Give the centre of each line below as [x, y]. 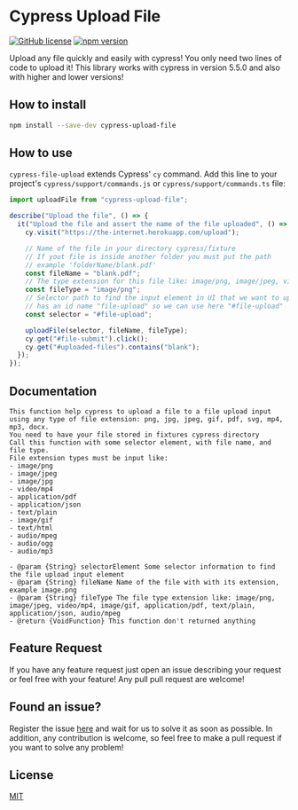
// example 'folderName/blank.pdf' [91, 265]
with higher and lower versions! [67, 76]
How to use [41, 153]
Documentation [53, 391]
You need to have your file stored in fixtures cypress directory [134, 435]
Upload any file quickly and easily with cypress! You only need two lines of [145, 58]
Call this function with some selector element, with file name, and [141, 443]
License [31, 775]
